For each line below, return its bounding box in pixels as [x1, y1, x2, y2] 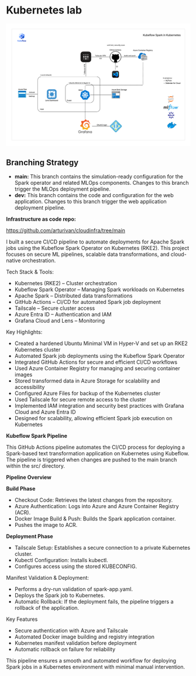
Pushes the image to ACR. [14, 521, 78, 528]
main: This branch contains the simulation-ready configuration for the [14, 173, 183, 180]
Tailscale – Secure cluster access [14, 305, 95, 312]
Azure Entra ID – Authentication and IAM [14, 310, 112, 317]
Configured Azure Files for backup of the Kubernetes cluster [14, 390, 161, 397]
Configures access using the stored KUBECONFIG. [14, 563, 137, 570]
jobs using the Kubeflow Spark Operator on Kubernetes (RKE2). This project [6, 244, 189, 251]
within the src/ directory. [6, 462, 66, 469]
